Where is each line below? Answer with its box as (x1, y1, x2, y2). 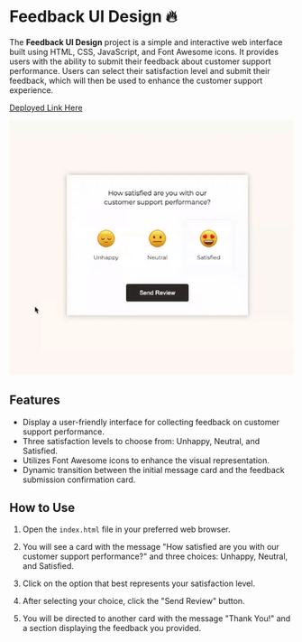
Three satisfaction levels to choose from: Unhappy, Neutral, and (22, 435, 261, 446)
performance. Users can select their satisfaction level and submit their (9, 65, 270, 76)
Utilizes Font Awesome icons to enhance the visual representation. (22, 454, 270, 466)
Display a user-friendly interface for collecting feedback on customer (22, 416, 279, 427)
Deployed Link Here (9, 102, 83, 113)
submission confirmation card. (22, 474, 136, 485)
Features (9, 393, 60, 408)
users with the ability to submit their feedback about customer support (9, 56, 271, 67)
